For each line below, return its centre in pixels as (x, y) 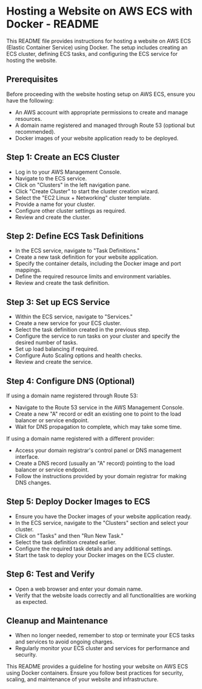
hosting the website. (32, 60)
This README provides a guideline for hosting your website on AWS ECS (97, 667)
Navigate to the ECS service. (51, 178)
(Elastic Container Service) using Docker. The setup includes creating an (97, 47)
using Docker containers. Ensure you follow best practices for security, (95, 673)
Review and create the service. (54, 362)
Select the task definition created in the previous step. (82, 330)
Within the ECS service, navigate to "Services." (74, 317)
